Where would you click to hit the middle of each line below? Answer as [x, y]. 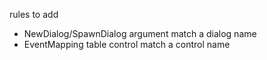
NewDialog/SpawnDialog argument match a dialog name [140, 33]
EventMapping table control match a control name [127, 44]
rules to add [34, 14]
